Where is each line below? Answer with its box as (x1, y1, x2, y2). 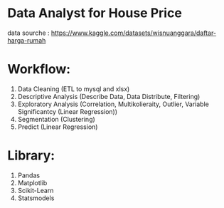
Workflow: (7, 61, 71, 78)
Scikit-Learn (17, 186, 54, 194)
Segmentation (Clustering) (17, 115, 96, 123)
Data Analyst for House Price (7, 5, 183, 21)
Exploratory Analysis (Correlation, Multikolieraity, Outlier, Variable (17, 100, 210, 108)
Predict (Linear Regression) (17, 123, 98, 131)
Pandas (17, 171, 41, 180)
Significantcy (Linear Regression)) (17, 107, 118, 115)
